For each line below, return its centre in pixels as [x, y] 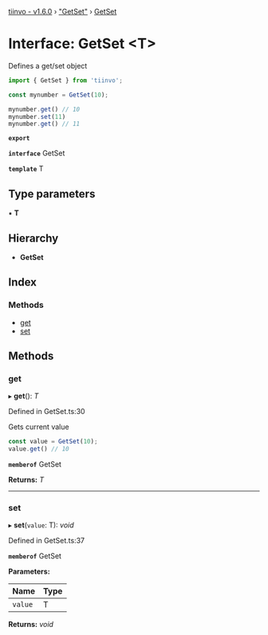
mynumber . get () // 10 [44, 109]
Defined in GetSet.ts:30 [47, 412]
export [19, 139]
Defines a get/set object [48, 65]
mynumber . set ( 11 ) [37, 116]
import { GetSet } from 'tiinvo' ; [66, 80]
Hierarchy [33, 238]
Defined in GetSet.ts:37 [47, 541]
